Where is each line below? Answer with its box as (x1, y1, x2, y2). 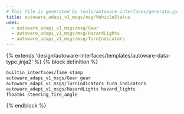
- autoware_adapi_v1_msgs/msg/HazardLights (11, 31, 120, 36)
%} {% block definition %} (34, 58, 98, 65)
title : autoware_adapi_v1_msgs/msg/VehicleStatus (6, 14, 131, 20)
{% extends (6, 52, 35, 59)
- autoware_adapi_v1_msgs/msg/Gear (11, 25, 99, 31)
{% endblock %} (6, 102, 47, 109)
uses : (6, 19, 19, 25)
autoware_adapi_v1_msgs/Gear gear (6, 75, 91, 81)
